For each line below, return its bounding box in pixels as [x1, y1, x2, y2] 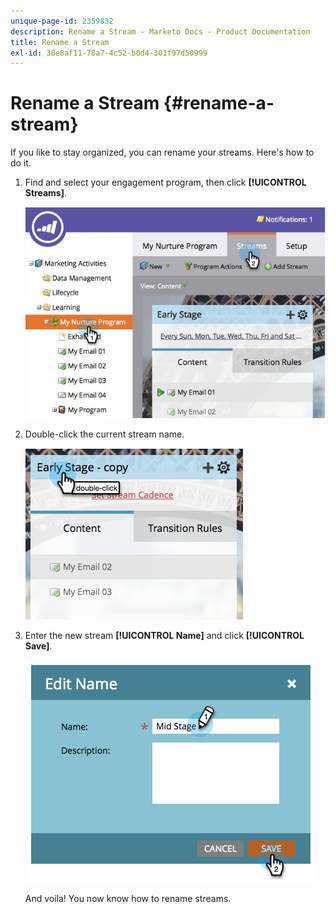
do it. [10, 157, 32, 169]
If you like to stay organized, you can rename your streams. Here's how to [10, 146, 315, 159]
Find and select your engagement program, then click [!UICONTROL [24, 176, 307, 189]
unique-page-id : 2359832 [10, 16, 114, 26]
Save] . [24, 640, 53, 652]
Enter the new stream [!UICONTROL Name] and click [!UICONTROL [24, 629, 305, 641]
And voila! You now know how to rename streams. [24, 892, 232, 904]
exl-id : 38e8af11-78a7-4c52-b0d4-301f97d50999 [10, 48, 208, 58]
